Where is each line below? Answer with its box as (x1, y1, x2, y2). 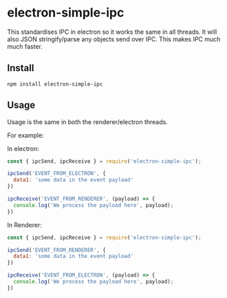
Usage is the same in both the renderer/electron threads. (7, 117, 169, 126)
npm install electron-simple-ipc (7, 81, 103, 88)
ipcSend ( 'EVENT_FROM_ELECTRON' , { (7, 170, 107, 177)
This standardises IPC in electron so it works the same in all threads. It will (7, 28, 217, 36)
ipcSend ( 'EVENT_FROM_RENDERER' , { (7, 246, 107, 253)
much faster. (7, 42, 43, 50)
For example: (7, 131, 45, 139)
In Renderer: (7, 221, 43, 229)
